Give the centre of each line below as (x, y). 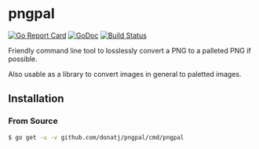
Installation (36, 99)
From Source (33, 121)
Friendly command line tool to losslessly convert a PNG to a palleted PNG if (129, 50)
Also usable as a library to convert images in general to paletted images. (125, 74)
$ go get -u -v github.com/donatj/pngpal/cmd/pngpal (96, 137)
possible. (23, 59)
